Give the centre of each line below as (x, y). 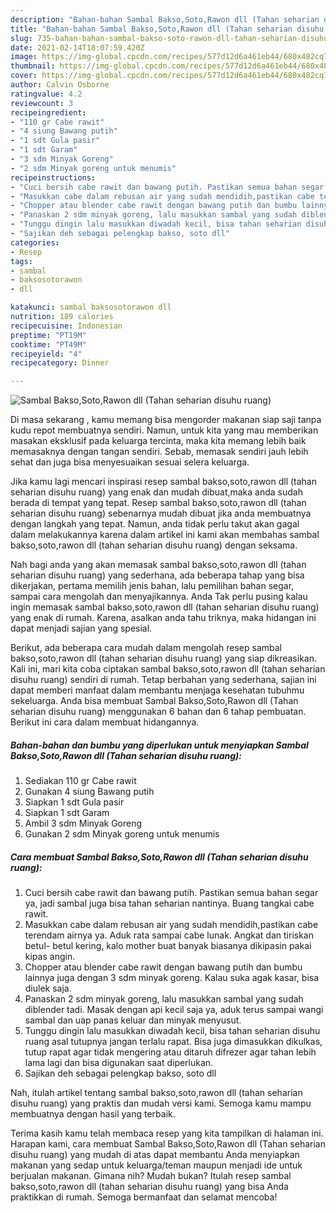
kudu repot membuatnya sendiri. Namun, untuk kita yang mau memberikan (164, 430)
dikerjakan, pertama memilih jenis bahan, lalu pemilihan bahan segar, (152, 586)
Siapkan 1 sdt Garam (67, 813)
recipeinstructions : (53, 177)
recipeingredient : (48, 112)
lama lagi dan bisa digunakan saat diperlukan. (119, 1063)
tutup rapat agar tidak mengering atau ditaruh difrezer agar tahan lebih (170, 1052)
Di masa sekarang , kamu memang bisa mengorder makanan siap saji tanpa (166, 420)
